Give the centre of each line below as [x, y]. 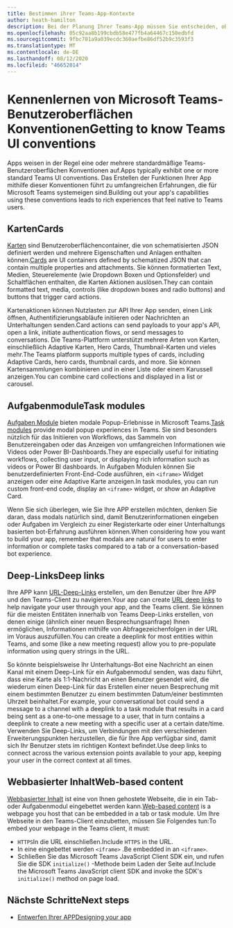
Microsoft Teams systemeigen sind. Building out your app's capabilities [108, 192]
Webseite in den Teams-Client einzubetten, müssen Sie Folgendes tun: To [112, 821]
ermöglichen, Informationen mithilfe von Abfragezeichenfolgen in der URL [113, 629]
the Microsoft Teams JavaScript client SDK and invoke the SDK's [110, 871]
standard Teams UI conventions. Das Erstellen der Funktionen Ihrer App [109, 177]
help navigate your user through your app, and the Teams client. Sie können [115, 607]
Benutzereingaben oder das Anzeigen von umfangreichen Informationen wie [116, 445]
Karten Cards [36, 228]
